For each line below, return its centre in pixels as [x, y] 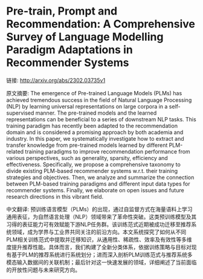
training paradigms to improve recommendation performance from [108, 151]
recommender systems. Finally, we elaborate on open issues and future [95, 190]
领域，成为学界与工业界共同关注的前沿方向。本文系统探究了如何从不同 [98, 232]
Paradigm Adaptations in [69, 50]
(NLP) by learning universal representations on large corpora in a [87, 106]
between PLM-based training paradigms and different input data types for [98, 184]
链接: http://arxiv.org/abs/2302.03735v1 [56, 80]
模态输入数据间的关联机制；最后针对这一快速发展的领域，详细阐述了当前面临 [101, 262]
